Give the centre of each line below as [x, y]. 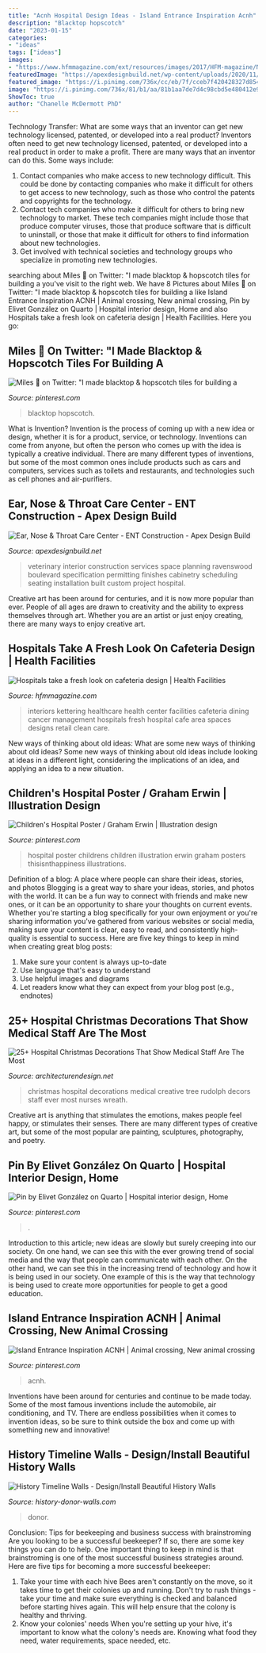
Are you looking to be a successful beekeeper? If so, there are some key [126, 1540]
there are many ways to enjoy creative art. [77, 623]
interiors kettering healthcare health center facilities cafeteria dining [138, 711]
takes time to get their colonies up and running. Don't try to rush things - [138, 1590]
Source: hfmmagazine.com [53, 696]
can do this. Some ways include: [61, 160]
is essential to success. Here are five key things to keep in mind [136, 938]
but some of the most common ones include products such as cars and [125, 462]
